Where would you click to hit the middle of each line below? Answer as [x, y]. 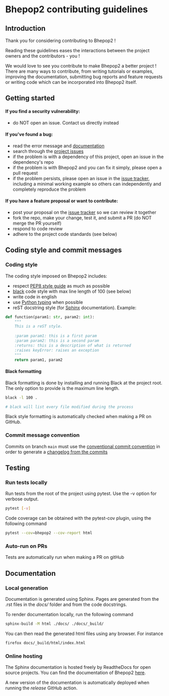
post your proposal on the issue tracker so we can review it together [84, 212]
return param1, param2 [39, 360]
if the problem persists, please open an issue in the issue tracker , [81, 178]
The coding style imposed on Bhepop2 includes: [56, 276]
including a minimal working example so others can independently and [87, 184]
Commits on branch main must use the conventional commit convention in [83, 446]
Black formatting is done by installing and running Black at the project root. [84, 383]
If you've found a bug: [29, 135]
